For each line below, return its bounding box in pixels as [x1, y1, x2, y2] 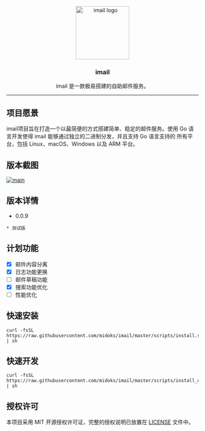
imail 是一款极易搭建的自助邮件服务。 [56, 82, 149, 90]
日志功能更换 [15, 268, 48, 276]
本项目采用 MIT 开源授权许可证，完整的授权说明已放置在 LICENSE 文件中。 [6, 418, 194, 426]
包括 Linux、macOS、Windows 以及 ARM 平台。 [16, 140, 138, 148]
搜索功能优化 [15, 283, 48, 291]
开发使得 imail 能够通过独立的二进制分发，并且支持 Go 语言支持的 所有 [11, 133, 188, 140]
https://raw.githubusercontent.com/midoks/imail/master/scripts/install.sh [6, 332, 203, 338]
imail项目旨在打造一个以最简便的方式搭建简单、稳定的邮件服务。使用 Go [6, 125, 187, 132]
